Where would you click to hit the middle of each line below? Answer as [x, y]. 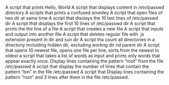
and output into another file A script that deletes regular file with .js [75, 34]
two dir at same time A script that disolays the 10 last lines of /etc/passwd [82, 18]
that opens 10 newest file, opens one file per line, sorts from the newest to [82, 50]
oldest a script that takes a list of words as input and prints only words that [83, 56]
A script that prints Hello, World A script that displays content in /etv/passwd [85, 7]
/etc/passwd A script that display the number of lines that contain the [77, 66]
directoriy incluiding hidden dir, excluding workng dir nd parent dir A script [82, 45]
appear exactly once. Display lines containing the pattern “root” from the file [84, 61]
